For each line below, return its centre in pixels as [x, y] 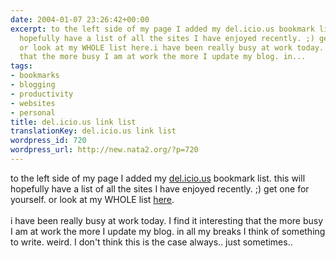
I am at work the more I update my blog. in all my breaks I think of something [168, 231]
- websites [33, 103]
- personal [33, 112]
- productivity [42, 94]
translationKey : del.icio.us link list [93, 131]
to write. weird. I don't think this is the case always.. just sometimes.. [151, 242]
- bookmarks [35, 76]
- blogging [33, 85]
